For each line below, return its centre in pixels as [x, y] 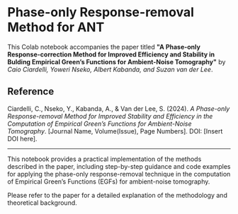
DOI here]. [22, 138]
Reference [31, 91]
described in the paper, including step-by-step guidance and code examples [119, 166]
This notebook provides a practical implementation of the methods [104, 159]
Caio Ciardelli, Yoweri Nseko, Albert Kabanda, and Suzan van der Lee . [110, 69]
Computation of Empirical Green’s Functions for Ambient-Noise [100, 124]
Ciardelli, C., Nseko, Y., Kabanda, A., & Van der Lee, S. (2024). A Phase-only [119, 108]
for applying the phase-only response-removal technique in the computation [119, 174]
